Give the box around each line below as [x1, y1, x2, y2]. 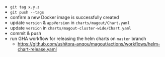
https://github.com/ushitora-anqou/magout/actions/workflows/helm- [17, 41, 160, 46]
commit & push [10, 30, 42, 36]
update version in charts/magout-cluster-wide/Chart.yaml [10, 25, 132, 31]
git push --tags [10, 10, 44, 15]
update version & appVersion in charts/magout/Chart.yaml [10, 19, 130, 25]
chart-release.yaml [17, 46, 57, 52]
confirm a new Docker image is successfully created [10, 14, 119, 20]
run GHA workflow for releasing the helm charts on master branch [10, 35, 146, 41]
